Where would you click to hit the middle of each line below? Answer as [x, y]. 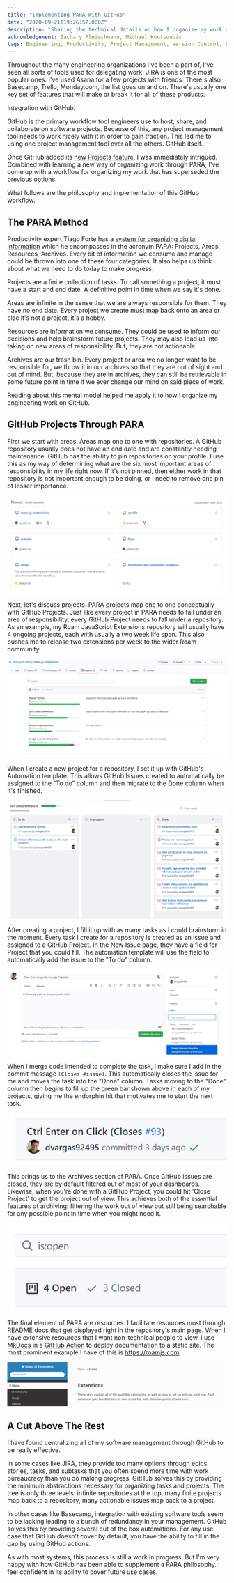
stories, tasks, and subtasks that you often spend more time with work [108, 1471]
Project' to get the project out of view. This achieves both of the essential [112, 1199]
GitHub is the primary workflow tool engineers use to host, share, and [107, 121]
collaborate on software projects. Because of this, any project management [115, 129]
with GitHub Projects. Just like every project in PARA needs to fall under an [114, 612]
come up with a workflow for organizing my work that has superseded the [113, 172]
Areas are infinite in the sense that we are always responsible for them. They [117, 302]
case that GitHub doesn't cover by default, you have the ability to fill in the [114, 1536]
